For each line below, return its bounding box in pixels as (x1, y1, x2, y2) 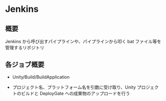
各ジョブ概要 (5, 60, 45, 69)
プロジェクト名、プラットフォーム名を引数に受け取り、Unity (12, 84, 136, 90)
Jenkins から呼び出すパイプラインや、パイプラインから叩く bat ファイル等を (5, 39, 162, 44)
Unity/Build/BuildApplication (12, 74, 70, 80)
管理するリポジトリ (5, 45, 45, 50)
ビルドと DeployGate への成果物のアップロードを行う (21, 90, 130, 96)
